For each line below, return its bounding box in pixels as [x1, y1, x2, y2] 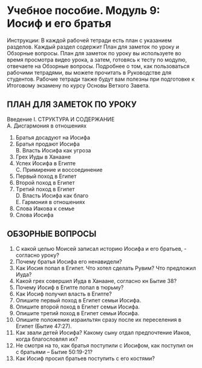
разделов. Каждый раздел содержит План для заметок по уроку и [7, 43, 180, 50]
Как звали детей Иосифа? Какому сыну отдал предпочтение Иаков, [15, 329, 191, 336]
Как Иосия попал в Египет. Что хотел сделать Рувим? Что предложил [15, 264, 196, 271]
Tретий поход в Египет [15, 185, 75, 193]
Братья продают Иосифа [15, 140, 80, 148]
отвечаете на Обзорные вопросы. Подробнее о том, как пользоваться [7, 62, 190, 70]
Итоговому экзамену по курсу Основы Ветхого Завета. [7, 81, 150, 89]
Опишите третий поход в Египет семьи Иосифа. [15, 309, 140, 316]
